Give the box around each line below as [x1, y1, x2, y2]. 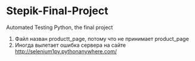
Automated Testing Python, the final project [6, 24, 113, 31]
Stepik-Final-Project [6, 4, 109, 18]
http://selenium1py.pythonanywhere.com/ [14, 47, 117, 54]
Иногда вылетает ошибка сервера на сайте [14, 41, 126, 49]
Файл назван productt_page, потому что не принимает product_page [14, 35, 189, 42]
